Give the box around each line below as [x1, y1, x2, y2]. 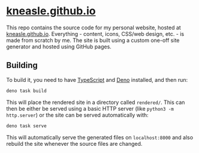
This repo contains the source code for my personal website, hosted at [6, 24, 181, 31]
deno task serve [6, 123, 47, 129]
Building [6, 60, 38, 71]
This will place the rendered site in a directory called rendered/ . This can [6, 99, 185, 106]
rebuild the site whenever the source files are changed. [6, 140, 143, 147]
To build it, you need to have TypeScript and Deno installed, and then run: [6, 76, 188, 83]
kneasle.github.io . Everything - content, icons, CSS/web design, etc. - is [6, 30, 185, 37]
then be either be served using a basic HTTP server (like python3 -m [6, 105, 174, 112]
